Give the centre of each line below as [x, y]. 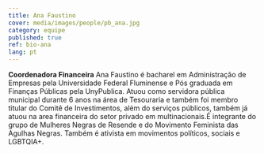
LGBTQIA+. [26, 142]
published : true [35, 37]
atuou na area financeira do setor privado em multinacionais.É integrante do [132, 116]
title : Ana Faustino [42, 15]
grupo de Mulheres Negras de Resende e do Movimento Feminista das [124, 125]
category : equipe [37, 30]
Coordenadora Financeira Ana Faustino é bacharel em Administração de [127, 75]
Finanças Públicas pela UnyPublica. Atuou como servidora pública [117, 91]
